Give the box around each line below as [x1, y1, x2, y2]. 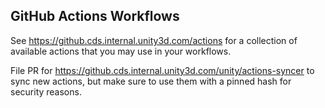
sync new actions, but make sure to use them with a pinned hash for [10, 75, 292, 87]
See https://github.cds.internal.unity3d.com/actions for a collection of [10, 34, 298, 46]
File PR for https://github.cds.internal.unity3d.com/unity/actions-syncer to [10, 64, 315, 76]
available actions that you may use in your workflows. [10, 45, 232, 57]
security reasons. [10, 85, 82, 98]
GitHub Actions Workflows [10, 8, 180, 25]
